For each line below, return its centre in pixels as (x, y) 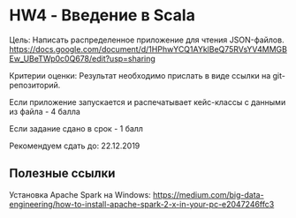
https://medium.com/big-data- (209, 194)
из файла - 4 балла (45, 111)
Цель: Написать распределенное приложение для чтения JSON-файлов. (147, 40)
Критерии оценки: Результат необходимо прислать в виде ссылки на (140, 75)
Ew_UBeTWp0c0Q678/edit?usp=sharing (83, 58)
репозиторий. (35, 85)
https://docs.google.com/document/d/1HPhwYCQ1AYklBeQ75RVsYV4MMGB (148, 49)
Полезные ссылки (62, 173)
